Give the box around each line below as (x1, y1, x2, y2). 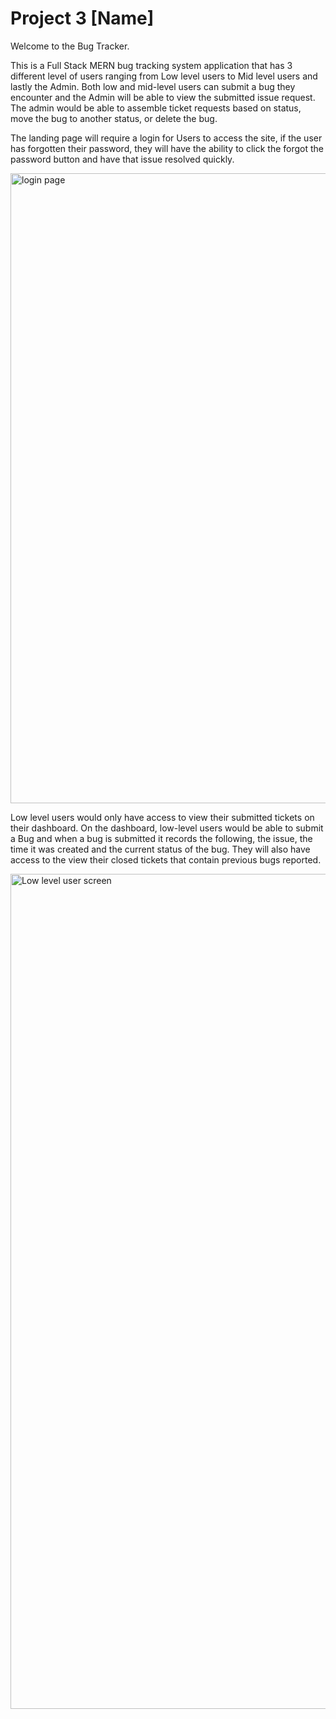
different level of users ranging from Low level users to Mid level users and (10, 70, 318, 82)
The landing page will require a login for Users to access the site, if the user (10, 132, 323, 144)
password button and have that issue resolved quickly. (10, 153, 235, 165)
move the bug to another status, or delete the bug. (10, 112, 218, 124)
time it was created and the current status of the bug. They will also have (10, 843, 311, 855)
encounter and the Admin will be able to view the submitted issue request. (10, 91, 316, 103)
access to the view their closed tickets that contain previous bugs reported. (10, 853, 322, 866)
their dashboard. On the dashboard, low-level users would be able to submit (10, 822, 324, 834)
